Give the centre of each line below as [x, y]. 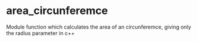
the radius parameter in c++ [40, 33]
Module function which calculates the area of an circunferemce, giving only [99, 27]
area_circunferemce [57, 11]
